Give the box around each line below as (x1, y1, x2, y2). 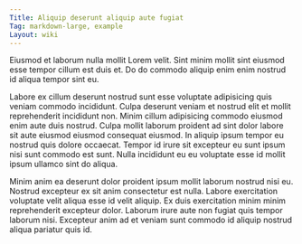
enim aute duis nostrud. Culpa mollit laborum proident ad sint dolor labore (9, 120, 284, 131)
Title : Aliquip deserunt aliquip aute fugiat (9, 13, 184, 23)
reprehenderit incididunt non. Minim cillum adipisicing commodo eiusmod (9, 110, 283, 122)
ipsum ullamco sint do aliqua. (9, 159, 118, 170)
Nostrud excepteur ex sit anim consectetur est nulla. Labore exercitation (9, 186, 278, 197)
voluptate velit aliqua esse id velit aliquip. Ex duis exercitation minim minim (9, 195, 287, 206)
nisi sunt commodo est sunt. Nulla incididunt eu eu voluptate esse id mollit (9, 149, 287, 160)
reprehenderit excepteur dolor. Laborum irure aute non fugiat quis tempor (9, 205, 283, 216)
